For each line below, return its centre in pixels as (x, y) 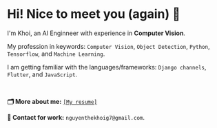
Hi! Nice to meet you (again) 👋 (94, 14)
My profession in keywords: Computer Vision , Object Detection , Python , (108, 46)
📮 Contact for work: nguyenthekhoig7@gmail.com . (76, 117)
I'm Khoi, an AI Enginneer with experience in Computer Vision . (96, 33)
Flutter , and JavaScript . (42, 74)
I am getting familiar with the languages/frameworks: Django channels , (107, 67)
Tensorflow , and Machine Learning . (56, 54)
